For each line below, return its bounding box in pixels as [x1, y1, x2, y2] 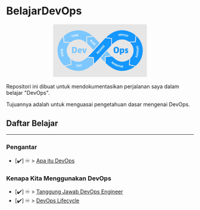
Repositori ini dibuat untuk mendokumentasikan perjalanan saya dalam [6, 83, 180, 90]
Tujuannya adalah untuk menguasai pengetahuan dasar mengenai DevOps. [6, 101, 190, 108]
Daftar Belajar [6, 118, 58, 128]
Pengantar [6, 143, 37, 152]
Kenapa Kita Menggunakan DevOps [6, 174, 112, 183]
